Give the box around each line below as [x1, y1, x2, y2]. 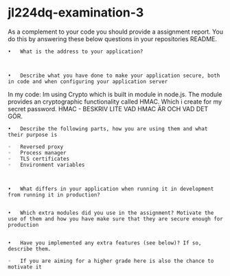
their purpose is [8, 131, 58, 138]
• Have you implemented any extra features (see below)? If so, [8, 239, 202, 246]
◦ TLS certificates [8, 155, 70, 162]
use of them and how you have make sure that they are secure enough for [8, 215, 224, 222]
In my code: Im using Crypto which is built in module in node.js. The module [8, 90, 222, 98]
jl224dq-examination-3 [8, 5, 144, 21]
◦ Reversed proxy [8, 143, 64, 150]
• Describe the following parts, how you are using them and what [8, 125, 208, 132]
